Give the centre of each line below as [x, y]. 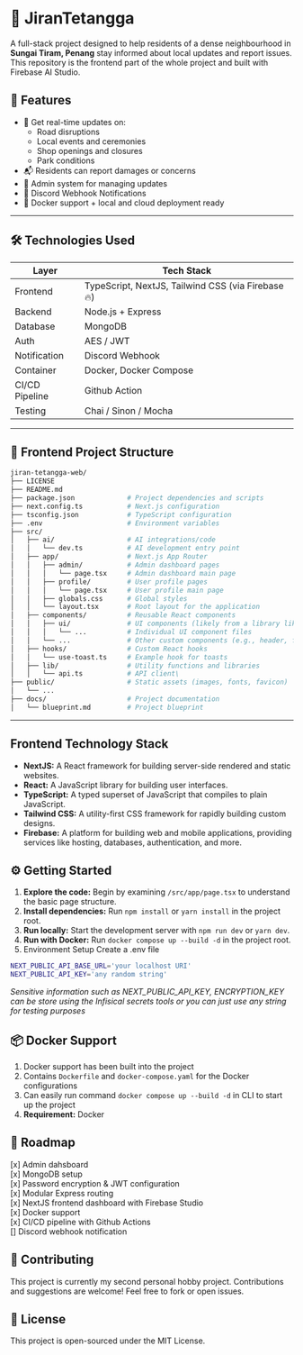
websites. [41, 775]
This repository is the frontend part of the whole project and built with [139, 62]
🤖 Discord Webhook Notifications [85, 193]
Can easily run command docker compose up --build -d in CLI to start [153, 1095]
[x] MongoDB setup [47, 1174]
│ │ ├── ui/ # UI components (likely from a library [145, 624]
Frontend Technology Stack [89, 744]
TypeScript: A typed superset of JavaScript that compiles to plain [145, 794]
